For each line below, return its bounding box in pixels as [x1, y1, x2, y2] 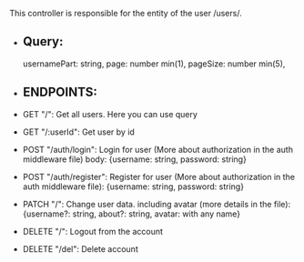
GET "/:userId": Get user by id [22, 126, 135, 137]
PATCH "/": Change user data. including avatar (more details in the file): [22, 198, 291, 209]
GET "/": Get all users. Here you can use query [22, 108, 198, 119]
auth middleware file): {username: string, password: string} [22, 181, 244, 192]
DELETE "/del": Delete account [22, 243, 138, 254]
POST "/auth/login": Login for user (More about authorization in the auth [22, 144, 294, 155]
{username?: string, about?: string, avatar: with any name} [22, 208, 241, 219]
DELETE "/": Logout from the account [22, 226, 164, 237]
